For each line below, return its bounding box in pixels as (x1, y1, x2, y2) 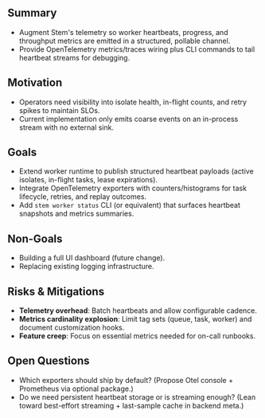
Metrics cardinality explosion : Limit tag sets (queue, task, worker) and (18, 314, 252, 324)
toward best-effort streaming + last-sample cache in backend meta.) (18, 400, 244, 410)
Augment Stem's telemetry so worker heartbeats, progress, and (18, 27, 228, 37)
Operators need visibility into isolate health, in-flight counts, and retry (18, 97, 247, 107)
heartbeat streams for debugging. (18, 53, 131, 62)
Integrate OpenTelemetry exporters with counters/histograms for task (18, 183, 247, 193)
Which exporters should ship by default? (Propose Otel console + (18, 375, 234, 385)
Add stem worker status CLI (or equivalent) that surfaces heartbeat (18, 201, 240, 210)
